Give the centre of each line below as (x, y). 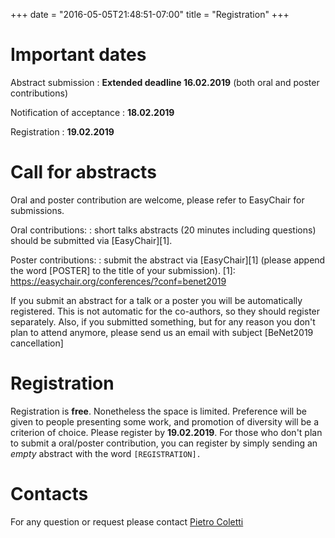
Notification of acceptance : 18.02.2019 (92, 112)
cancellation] (37, 343)
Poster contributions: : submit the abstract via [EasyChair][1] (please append (168, 260)
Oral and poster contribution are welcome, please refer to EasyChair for (157, 200)
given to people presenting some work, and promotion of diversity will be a (165, 421)
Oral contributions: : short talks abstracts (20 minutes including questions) (163, 230)
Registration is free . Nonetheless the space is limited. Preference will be (158, 411)
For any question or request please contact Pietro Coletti (127, 521)
